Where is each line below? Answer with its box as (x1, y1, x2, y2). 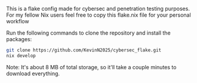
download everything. (6, 70, 60, 77)
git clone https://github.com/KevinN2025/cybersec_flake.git (6, 47, 162, 53)
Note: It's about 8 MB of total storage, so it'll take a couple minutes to (6, 63, 177, 70)
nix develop (6, 53, 36, 59)
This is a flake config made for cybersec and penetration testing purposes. (6, 5, 190, 12)
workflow (6, 18, 29, 24)
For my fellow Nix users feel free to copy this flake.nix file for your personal (6, 11, 191, 19)
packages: (6, 36, 32, 42)
